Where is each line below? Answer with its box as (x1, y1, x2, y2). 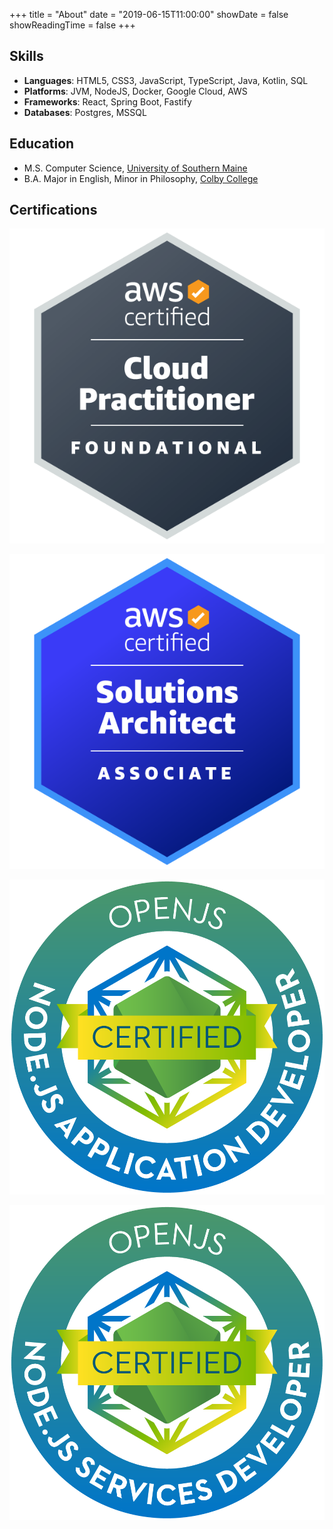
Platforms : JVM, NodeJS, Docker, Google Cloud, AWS (23, 85, 248, 97)
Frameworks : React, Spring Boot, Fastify (23, 95, 192, 108)
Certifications (9, 202, 98, 219)
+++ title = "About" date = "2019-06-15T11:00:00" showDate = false (9, 9, 289, 20)
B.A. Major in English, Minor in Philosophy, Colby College (23, 172, 259, 184)
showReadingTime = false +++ (9, 19, 136, 31)
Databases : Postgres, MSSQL (23, 106, 147, 118)
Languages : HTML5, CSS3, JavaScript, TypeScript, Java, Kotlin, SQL (23, 74, 309, 86)
